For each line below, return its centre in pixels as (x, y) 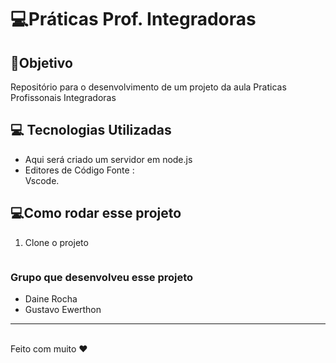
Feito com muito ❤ (49, 348)
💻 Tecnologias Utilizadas (91, 130)
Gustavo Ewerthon (63, 309)
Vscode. (42, 180)
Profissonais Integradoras (63, 97)
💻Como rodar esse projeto (96, 213)
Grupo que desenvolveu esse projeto (102, 277)
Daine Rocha (51, 298)
